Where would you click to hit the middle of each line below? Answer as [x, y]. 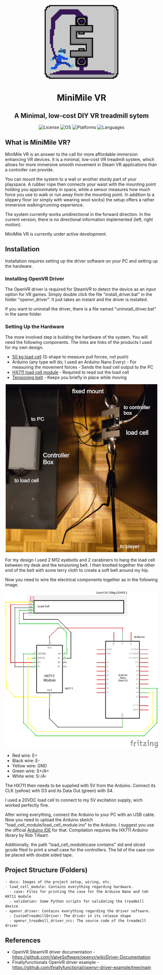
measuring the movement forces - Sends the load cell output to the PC [83, 367]
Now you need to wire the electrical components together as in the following [81, 580]
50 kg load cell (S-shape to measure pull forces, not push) [70, 357]
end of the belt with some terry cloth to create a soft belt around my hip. [77, 570]
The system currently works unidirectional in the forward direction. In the [78, 214]
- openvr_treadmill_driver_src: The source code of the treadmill [78, 921]
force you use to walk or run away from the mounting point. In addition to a [80, 195]
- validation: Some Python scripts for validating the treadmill [77, 901]
